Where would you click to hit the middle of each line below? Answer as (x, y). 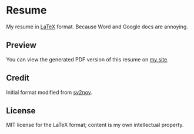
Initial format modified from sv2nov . (49, 92)
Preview (21, 45)
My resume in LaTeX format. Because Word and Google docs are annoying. (97, 27)
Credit (18, 78)
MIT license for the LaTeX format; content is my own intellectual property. (95, 125)
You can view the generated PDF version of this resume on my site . (88, 59)
